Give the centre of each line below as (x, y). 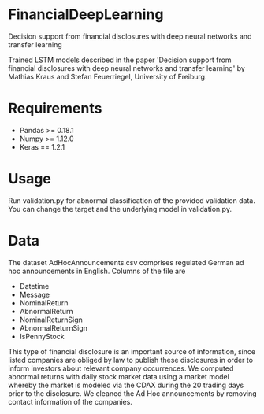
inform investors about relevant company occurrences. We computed (121, 368)
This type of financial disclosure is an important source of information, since (132, 351)
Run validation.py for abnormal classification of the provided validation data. (132, 200)
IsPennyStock (42, 336)
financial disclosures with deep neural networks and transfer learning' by (127, 68)
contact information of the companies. (70, 401)
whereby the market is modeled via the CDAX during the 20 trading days (126, 385)
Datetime (34, 286)
